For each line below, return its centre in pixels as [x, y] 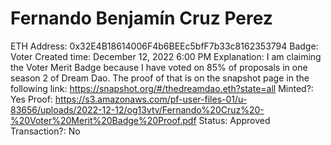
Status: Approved [234, 120]
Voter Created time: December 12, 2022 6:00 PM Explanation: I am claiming [166, 56]
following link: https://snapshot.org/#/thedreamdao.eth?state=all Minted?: [162, 88]
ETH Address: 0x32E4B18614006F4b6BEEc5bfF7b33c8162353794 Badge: [164, 46]
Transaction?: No [45, 131]
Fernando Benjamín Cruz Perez [141, 18]
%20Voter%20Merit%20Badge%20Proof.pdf [103, 120]
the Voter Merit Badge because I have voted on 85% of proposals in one [159, 67]
